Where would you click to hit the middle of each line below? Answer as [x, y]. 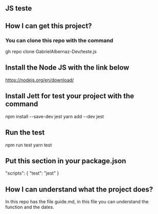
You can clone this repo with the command [59, 40]
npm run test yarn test [29, 145]
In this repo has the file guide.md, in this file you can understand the [77, 202]
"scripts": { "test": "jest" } [32, 173]
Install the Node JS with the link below [67, 68]
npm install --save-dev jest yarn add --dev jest [55, 116]
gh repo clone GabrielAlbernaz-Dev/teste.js [51, 52]
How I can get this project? [49, 26]
